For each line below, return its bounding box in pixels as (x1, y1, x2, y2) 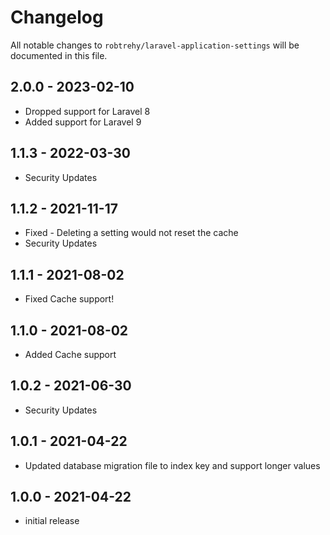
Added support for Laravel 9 (24, 116, 142, 128)
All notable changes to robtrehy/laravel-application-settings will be (10, 39, 300, 51)
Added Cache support (24, 349, 117, 360)
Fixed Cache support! (24, 293, 115, 305)
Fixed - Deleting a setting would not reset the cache (24, 227, 239, 239)
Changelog (10, 6, 104, 29)
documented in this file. (10, 49, 108, 61)
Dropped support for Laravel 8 (24, 105, 151, 117)
